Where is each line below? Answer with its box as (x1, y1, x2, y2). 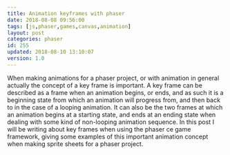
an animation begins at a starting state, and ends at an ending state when (7, 110, 216, 118)
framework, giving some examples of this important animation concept (7, 132, 209, 141)
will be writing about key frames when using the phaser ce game (7, 125, 191, 133)
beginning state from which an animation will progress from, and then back (7, 96, 221, 104)
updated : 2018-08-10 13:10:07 (7, 49, 95, 56)
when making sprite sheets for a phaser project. (7, 139, 144, 148)
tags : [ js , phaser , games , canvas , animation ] (7, 23, 131, 30)
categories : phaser (7, 36, 64, 43)
